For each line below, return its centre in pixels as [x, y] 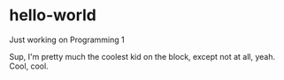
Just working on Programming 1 [67, 40]
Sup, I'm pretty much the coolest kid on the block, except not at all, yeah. [142, 56]
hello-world [53, 15]
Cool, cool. [29, 66]
